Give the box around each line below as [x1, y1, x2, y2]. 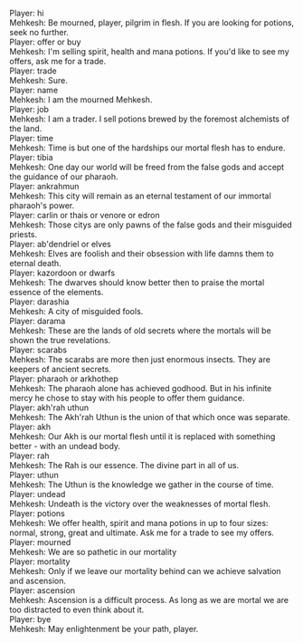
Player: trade [9, 65, 57, 76]
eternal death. [9, 258, 62, 268]
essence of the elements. [9, 287, 104, 297]
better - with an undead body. [9, 441, 120, 451]
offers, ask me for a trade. [9, 56, 107, 66]
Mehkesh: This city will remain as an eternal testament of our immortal [9, 190, 271, 201]
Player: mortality [9, 556, 71, 567]
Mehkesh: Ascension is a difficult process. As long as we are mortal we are [9, 595, 289, 605]
